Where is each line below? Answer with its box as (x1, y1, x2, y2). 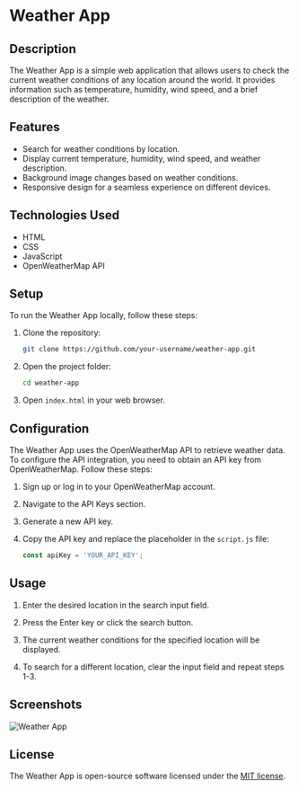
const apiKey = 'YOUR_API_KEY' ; (22, 551, 144, 560)
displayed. (22, 644, 61, 654)
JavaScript (22, 251, 63, 262)
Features (9, 120, 60, 135)
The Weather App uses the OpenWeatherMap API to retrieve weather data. (9, 445, 285, 455)
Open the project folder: (22, 361, 112, 372)
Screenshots (9, 697, 83, 713)
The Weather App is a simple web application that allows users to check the (9, 65, 290, 75)
